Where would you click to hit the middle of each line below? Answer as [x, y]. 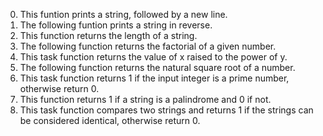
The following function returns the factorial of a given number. [148, 46]
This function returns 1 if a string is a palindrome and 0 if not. [145, 99]
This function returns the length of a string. [108, 35]
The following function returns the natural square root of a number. [157, 67]
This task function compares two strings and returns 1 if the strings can [166, 110]
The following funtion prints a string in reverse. [116, 25]
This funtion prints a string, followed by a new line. [123, 14]
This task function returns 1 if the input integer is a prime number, [154, 78]
